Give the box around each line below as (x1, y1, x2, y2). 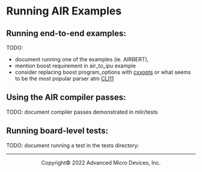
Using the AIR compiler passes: (6, 92, 126, 103)
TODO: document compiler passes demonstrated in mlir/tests (6, 108, 158, 115)
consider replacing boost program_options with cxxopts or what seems (14, 69, 191, 76)
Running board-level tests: (6, 126, 108, 136)
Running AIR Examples (6, 4, 122, 18)
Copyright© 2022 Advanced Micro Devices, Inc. (41, 159, 161, 166)
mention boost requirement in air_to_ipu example (14, 62, 136, 69)
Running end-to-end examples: (6, 28, 126, 38)
